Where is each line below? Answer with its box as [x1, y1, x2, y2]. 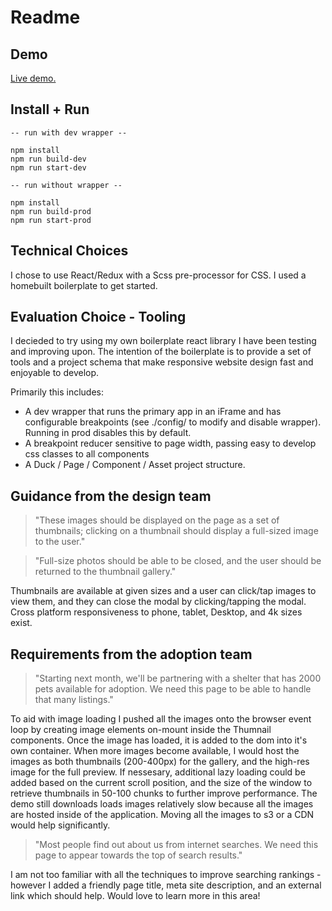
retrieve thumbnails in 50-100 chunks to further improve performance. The [10, 787, 318, 800]
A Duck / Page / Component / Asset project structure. [24, 459, 246, 471]
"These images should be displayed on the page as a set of [34, 514, 280, 526]
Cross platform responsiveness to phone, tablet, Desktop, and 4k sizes [10, 606, 303, 618]
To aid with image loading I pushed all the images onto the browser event [10, 713, 312, 725]
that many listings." [34, 694, 114, 706]
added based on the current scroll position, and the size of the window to [10, 777, 313, 789]
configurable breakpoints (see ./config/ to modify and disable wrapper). [24, 416, 322, 428]
